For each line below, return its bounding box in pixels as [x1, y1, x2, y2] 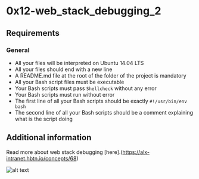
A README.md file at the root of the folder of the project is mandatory [14, 72, 186, 79]
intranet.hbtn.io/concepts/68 [6, 155, 77, 162]
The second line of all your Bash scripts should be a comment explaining [14, 109, 194, 116]
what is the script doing [14, 115, 73, 122]
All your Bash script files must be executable [14, 78, 125, 85]
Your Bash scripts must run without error [14, 91, 115, 98]
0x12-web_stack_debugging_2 [6, 4, 161, 18]
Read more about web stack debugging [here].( [6, 148, 123, 156]
